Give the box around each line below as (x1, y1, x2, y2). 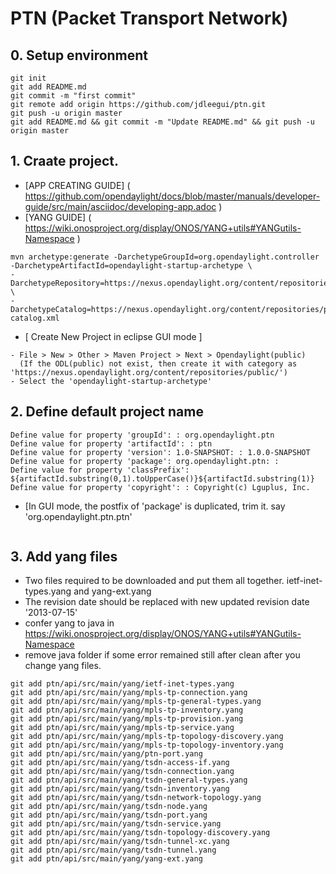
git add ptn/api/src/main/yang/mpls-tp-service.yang (10, 723, 235, 733)
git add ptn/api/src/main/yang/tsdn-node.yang (10, 802, 208, 812)
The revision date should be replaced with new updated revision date (24, 596, 310, 608)
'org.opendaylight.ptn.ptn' (24, 510, 133, 522)
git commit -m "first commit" (10, 91, 137, 101)
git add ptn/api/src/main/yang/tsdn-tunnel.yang (10, 845, 217, 856)
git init (10, 73, 47, 83)
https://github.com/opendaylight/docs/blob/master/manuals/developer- (24, 190, 321, 202)
